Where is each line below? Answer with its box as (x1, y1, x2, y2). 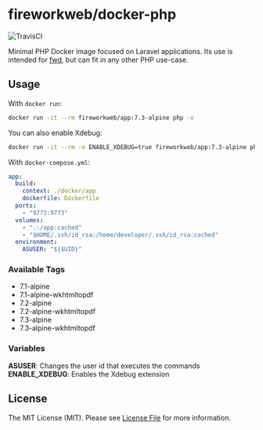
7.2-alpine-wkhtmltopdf (19, 307, 96, 316)
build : (15, 180, 37, 188)
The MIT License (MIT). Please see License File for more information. (8, 413, 231, 422)
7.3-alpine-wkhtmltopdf (19, 323, 95, 333)
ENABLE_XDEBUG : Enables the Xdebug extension (8, 369, 170, 378)
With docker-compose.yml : (8, 157, 90, 166)
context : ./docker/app (22, 187, 96, 195)
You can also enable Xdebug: (8, 128, 103, 137)
